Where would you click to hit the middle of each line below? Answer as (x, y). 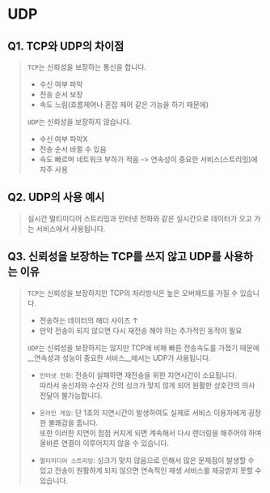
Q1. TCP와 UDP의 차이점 (66, 46)
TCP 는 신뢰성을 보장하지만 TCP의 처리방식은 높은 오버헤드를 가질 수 (133, 293)
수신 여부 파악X (63, 139)
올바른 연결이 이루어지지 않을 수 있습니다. (104, 443)
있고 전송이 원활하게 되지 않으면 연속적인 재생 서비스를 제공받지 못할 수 (150, 470)
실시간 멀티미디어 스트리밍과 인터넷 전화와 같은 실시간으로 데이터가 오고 (139, 218)
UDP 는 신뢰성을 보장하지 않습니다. (79, 122)
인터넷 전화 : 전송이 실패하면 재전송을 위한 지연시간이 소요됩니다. (138, 375)
